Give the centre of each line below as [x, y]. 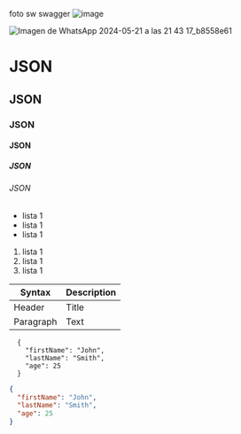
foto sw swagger [40, 14]
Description [91, 292]
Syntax [35, 292]
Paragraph [35, 322]
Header [29, 307]
